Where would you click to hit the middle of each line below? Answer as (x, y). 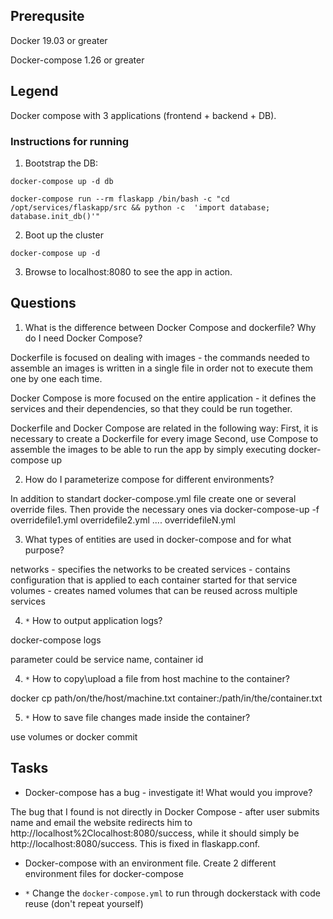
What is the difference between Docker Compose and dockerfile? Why (170, 327)
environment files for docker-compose (104, 873)
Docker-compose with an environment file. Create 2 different (150, 863)
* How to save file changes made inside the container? (137, 717)
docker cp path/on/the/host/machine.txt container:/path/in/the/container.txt (166, 698)
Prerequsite (47, 16)
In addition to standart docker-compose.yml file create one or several (153, 498)
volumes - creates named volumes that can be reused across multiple (154, 590)
